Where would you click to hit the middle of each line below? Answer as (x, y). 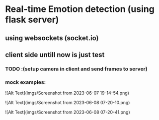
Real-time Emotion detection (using (80, 9)
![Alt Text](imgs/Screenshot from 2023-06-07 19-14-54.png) (67, 93)
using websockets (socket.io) (52, 38)
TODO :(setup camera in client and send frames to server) (76, 69)
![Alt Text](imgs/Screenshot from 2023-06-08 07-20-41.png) (68, 112)
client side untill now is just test (55, 55)
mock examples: (26, 82)
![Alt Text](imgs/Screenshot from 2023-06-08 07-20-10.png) (68, 103)
